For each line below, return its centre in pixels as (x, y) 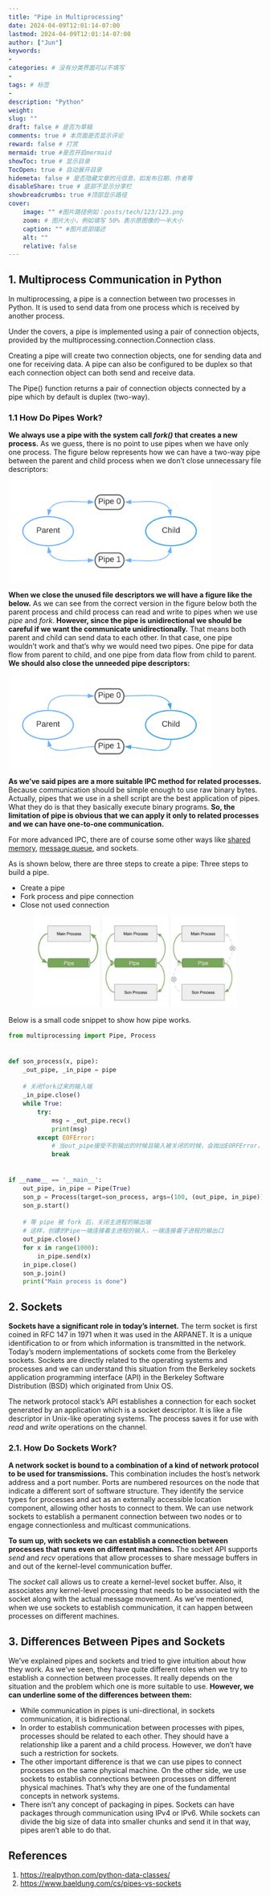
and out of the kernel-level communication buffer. (90, 1566)
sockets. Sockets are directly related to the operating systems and (118, 1360)
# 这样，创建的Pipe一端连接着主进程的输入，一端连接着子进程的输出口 (123, 1231)
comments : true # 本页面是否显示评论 (66, 136)
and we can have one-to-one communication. (86, 824)
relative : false (50, 246)
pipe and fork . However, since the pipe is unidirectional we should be (125, 620)
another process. (37, 316)
